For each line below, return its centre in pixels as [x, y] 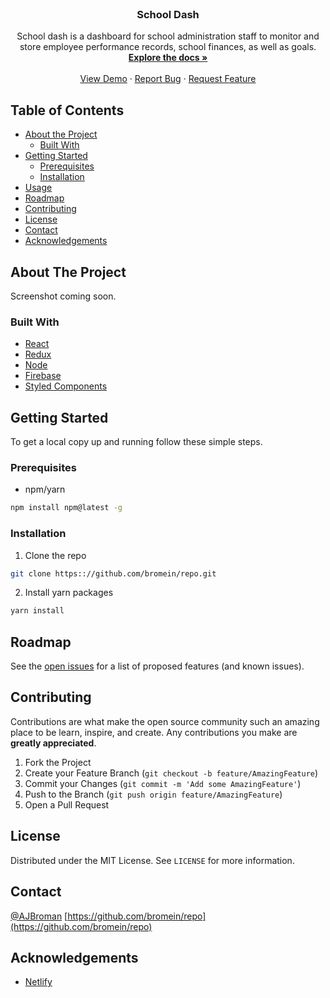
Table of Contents [67, 110]
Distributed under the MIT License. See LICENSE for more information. [152, 860]
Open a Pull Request [67, 804]
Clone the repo [55, 555]
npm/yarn [45, 489]
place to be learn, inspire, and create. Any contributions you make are [154, 732]
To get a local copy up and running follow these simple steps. [136, 442]
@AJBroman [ [39, 916]
